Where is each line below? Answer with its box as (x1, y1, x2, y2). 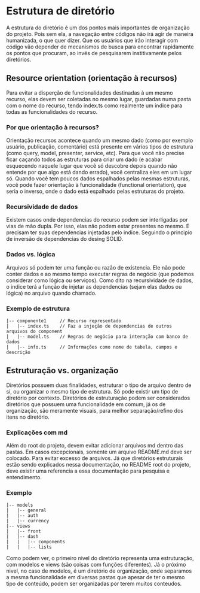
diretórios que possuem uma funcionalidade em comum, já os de (6, 400, 166, 408)
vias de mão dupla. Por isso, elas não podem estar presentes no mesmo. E (6, 223, 190, 230)
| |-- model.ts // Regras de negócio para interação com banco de (6, 334, 188, 340)
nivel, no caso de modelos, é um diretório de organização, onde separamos (6, 567, 192, 574)
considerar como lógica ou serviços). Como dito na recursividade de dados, (6, 277, 193, 284)
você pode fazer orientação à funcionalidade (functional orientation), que (6, 181, 187, 189)
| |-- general (6, 507, 47, 513)
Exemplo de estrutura (6, 304, 70, 313)
